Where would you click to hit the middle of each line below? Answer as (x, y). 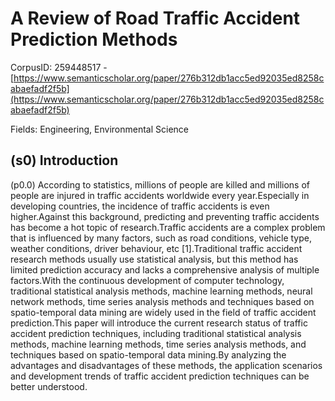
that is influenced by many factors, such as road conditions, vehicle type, (161, 238)
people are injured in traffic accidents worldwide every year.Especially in (160, 195)
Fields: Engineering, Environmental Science (99, 129)
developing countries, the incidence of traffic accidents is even (140, 206)
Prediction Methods (94, 39)
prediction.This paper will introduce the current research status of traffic (159, 323)
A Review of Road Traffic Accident (155, 18)
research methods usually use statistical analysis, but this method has (154, 259)
